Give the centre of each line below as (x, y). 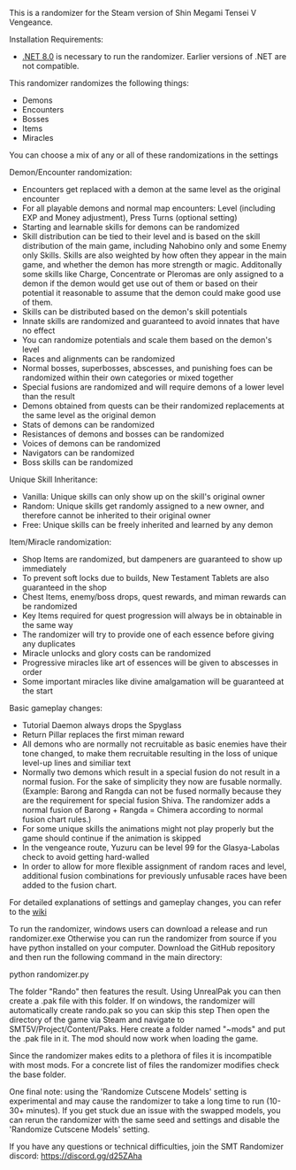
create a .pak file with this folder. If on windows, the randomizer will (132, 1001)
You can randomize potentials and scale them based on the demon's (147, 340)
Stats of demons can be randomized (88, 425)
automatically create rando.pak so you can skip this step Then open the (140, 1010)
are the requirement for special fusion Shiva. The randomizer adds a (146, 800)
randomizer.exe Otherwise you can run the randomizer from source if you (143, 938)
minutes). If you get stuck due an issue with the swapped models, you (153, 1110)
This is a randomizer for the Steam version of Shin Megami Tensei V (133, 13)
